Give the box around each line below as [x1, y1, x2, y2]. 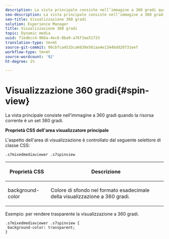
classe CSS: [5, 142, 30, 148]
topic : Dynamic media [5, 31, 51, 36]
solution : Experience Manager [5, 21, 69, 27]
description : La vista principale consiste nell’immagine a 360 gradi [5, 7, 156, 13]
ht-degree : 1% [5, 59, 35, 64]
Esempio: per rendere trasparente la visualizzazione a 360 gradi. [5, 211, 139, 217]
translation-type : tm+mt [5, 40, 57, 45]
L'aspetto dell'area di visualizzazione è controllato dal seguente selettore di [5, 137, 161, 143]
